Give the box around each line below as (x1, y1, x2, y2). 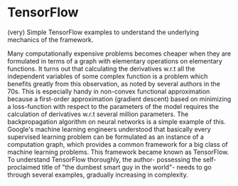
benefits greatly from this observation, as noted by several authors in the (7, 79, 220, 88)
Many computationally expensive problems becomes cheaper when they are (7, 49, 232, 58)
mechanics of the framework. (7, 35, 94, 43)
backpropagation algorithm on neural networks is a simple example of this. (7, 117, 226, 125)
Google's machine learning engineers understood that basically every (7, 125, 211, 133)
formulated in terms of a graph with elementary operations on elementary (7, 56, 222, 65)
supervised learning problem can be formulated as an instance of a (7, 133, 205, 141)
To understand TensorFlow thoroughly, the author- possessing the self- (7, 155, 217, 164)
